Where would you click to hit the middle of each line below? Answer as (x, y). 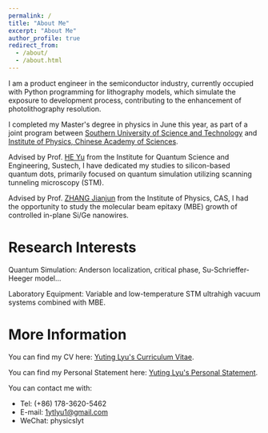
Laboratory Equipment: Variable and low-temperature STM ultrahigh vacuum (134, 293)
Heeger (21, 278)
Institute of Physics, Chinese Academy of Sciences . (93, 141)
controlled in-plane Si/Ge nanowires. (69, 215)
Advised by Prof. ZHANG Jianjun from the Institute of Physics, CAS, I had (128, 198)
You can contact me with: (50, 388)
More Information (68, 334)
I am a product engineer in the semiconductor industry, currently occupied (131, 83)
